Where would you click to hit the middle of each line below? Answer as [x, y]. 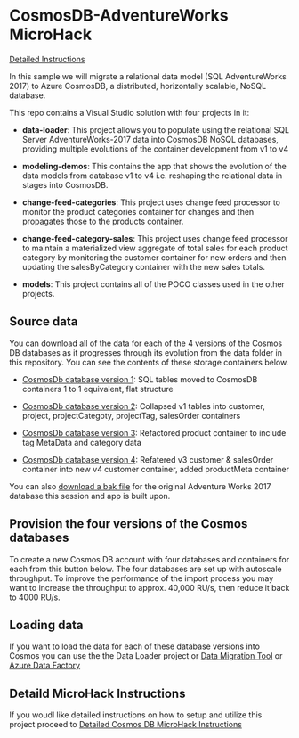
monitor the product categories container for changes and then [138, 211]
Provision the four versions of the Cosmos [129, 524]
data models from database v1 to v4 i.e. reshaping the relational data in [152, 176]
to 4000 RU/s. [35, 597]
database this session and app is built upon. [90, 496]
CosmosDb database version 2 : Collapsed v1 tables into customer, [143, 406]
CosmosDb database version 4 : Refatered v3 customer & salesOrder [148, 459]
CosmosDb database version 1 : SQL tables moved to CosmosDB [140, 379]
